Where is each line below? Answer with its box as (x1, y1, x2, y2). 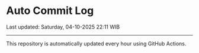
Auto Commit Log (6, 4, 94, 17)
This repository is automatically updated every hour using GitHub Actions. (6, 40, 187, 47)
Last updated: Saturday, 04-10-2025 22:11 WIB (6, 23, 120, 30)
